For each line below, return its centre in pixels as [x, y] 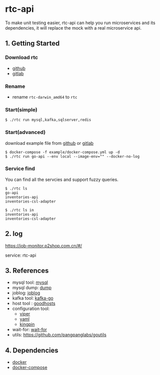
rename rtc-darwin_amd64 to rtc [45, 97]
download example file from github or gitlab [49, 143]
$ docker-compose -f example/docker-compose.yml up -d [63, 152]
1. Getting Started [32, 44]
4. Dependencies [32, 350]
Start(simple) [21, 109]
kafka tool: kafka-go [33, 298]
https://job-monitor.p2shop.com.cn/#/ [44, 245]
